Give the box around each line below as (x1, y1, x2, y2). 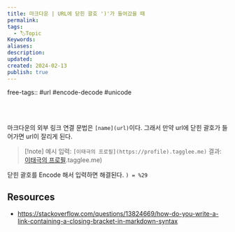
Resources (7, 191, 55, 203)
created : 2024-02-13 (7, 62, 68, 69)
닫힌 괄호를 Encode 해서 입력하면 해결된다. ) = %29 (7, 171, 148, 179)
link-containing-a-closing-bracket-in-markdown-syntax (17, 217, 178, 226)
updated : (7, 56, 33, 63)
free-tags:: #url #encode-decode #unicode (7, 88, 132, 96)
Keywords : (7, 36, 36, 43)
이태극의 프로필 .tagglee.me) (24, 155, 103, 164)
